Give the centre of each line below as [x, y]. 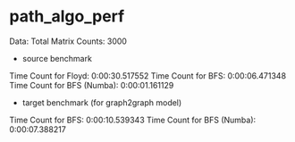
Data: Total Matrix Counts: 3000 [68, 41]
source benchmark [57, 58]
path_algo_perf [67, 17]
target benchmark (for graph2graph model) [102, 102]
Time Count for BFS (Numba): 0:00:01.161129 [92, 85]
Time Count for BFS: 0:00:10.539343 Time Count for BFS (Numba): [133, 120]
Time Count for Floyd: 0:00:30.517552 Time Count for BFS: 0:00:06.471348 [148, 75]
